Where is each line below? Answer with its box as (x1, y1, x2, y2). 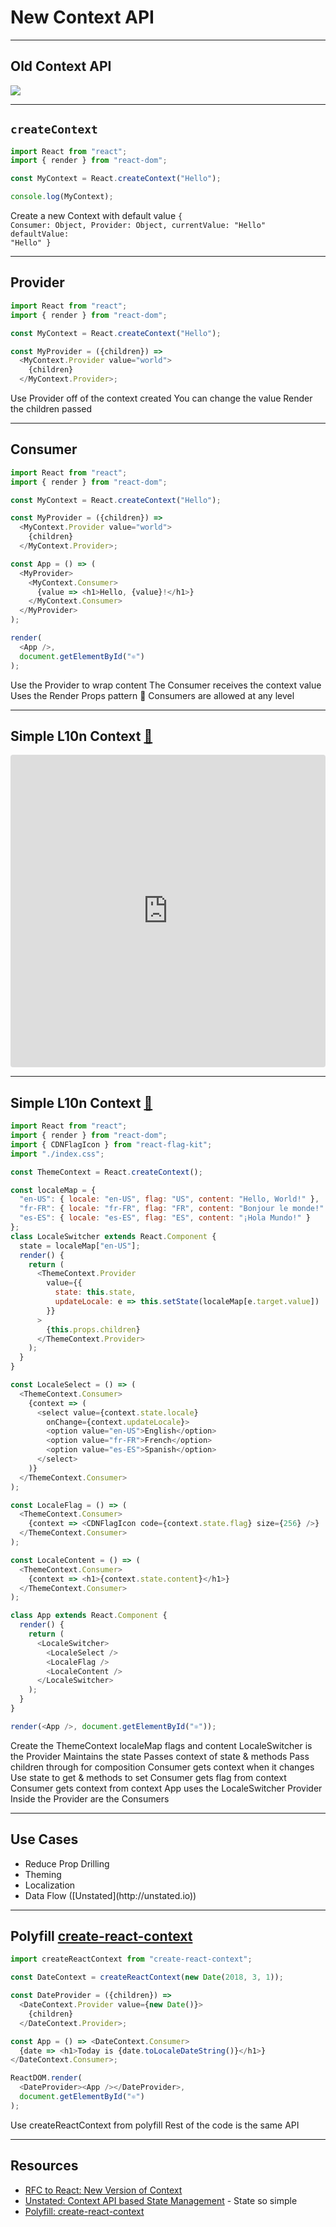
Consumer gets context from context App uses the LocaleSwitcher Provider (10, 1782, 323, 1794)
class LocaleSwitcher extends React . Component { (10, 1231, 217, 1241)
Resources (10, 2157, 79, 2175)
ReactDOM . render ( (10, 2073, 83, 2083)
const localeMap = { (10, 1185, 97, 1195)
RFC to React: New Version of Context (24, 2184, 183, 2196)
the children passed (10, 403, 93, 415)
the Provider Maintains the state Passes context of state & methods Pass (10, 1750, 310, 1762)
